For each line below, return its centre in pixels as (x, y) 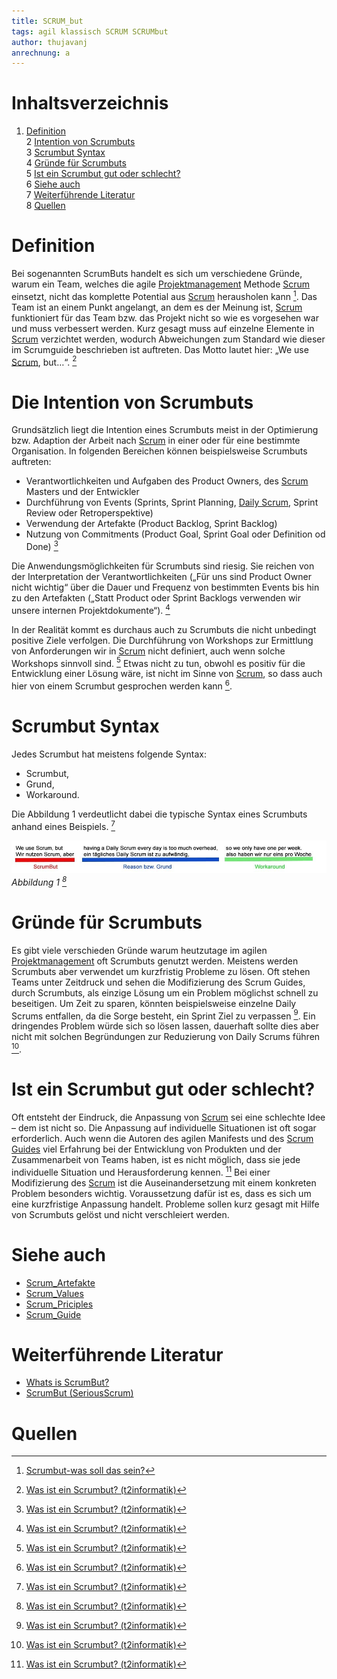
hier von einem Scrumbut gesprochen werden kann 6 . (122, 685)
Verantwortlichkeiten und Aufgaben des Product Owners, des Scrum (167, 481)
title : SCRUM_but (47, 21)
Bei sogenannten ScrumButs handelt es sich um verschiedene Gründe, (157, 274)
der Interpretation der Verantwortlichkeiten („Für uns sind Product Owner (161, 577)
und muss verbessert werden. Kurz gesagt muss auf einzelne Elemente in (163, 328)
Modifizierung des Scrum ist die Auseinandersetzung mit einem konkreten (164, 1182)
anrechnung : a (41, 53)
